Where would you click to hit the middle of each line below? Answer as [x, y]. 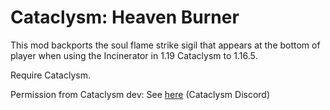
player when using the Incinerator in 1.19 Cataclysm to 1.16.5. [134, 55]
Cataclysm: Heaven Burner [125, 17]
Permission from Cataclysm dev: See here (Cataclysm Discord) [140, 94]
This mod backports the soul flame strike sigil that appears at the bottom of [165, 45]
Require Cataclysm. [50, 75]
